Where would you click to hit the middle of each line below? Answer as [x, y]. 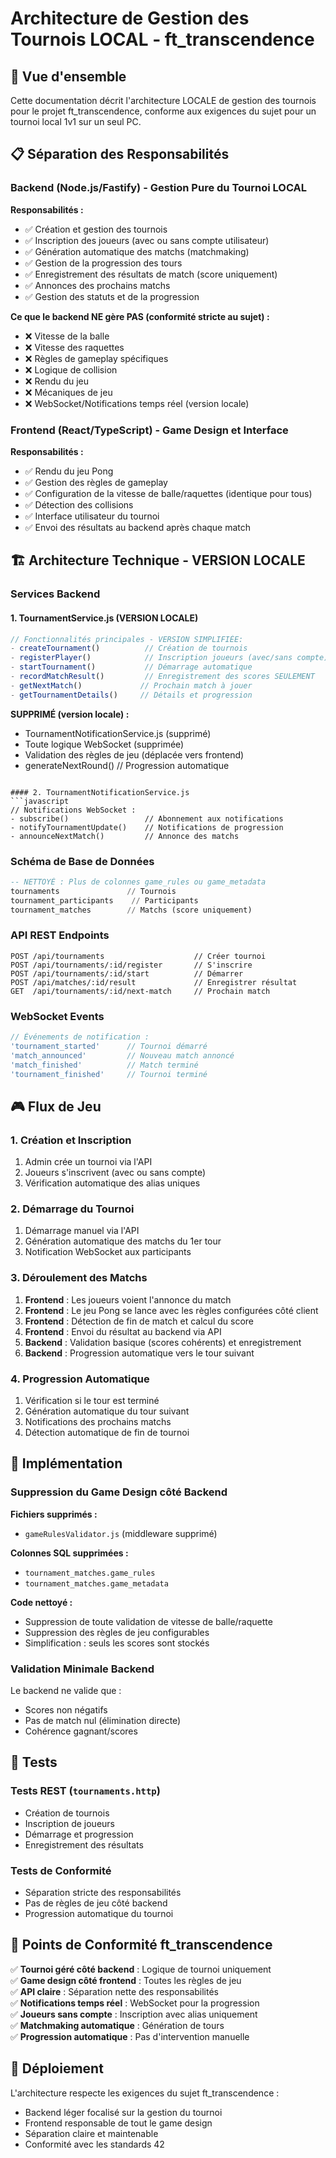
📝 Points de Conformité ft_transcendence [141, 1945]
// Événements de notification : [80, 1037]
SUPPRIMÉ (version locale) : [70, 714]
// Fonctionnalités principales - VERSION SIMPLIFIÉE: [127, 639]
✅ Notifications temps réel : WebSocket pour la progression [135, 2003]
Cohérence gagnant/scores [81, 1731]
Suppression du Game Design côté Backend [119, 1492]
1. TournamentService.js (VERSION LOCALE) [104, 618]
